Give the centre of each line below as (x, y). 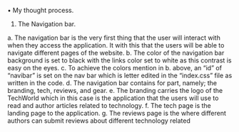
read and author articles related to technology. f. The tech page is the (110, 105)
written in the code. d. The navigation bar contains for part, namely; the (112, 83)
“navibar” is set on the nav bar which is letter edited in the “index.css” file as (120, 75)
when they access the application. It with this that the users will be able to (116, 45)
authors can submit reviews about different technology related (99, 121)
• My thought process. (41, 10)
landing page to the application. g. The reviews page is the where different (117, 113)
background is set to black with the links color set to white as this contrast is (119, 60)
